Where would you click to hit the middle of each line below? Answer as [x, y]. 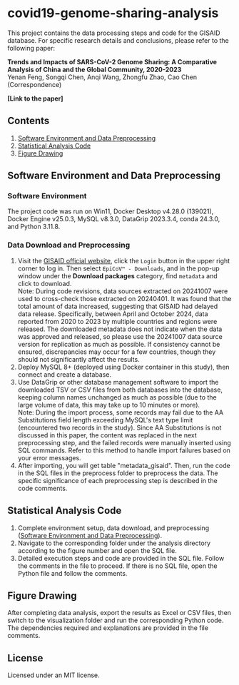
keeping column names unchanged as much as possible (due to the [117, 397]
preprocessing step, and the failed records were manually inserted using [124, 442]
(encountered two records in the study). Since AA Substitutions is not [119, 427]
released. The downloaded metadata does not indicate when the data [120, 329]
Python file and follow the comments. [72, 573]
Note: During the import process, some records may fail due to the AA [120, 412]
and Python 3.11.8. [34, 227]
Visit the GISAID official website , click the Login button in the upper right [124, 260]
